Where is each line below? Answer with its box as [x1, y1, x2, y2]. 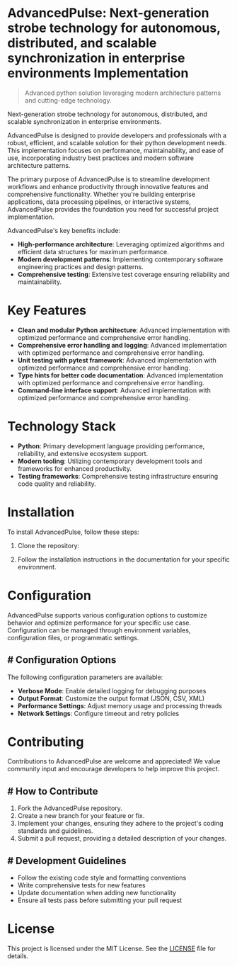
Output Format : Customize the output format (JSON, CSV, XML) [17, 694, 205, 703]
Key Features [7, 302, 87, 319]
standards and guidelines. [17, 826, 93, 835]
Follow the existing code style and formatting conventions [17, 873, 187, 882]
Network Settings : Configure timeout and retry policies [17, 709, 180, 717]
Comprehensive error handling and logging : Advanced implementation [17, 341, 228, 349]
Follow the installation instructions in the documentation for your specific [17, 555, 230, 564]
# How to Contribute [7, 785, 98, 797]
